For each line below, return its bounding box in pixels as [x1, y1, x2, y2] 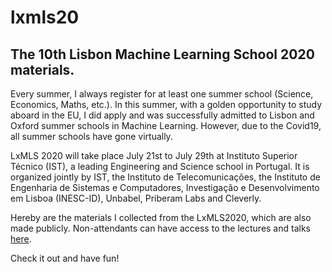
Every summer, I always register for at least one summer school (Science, [10, 88, 314, 100]
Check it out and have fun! [10, 252, 120, 264]
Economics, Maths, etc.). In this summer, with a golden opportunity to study [10, 99, 323, 110]
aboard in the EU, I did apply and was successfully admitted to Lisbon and [10, 109, 315, 121]
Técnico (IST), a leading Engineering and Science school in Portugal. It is [10, 161, 310, 172]
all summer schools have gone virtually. [10, 131, 173, 142]
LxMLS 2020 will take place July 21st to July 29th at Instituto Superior [10, 150, 298, 161]
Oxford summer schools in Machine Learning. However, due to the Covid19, [10, 120, 322, 131]
